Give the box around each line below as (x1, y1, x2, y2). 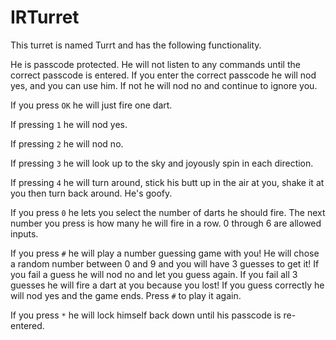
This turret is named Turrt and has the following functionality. (10, 39, 262, 51)
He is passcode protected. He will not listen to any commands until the (10, 58, 301, 70)
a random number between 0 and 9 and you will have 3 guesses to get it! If (10, 257, 320, 270)
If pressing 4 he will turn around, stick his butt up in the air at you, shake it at (10, 176, 325, 188)
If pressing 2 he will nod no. (10, 137, 124, 150)
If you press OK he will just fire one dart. (10, 99, 173, 111)
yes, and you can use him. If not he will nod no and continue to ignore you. (10, 79, 318, 91)
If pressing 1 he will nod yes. (10, 118, 128, 130)
